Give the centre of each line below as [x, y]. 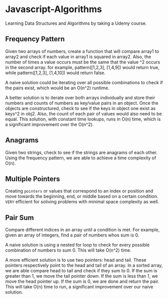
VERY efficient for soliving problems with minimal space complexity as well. [82, 202]
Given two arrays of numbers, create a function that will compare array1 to [82, 51]
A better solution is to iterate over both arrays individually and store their [80, 97]
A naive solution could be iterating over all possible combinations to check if [84, 82]
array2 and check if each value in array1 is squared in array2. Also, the [78, 56]
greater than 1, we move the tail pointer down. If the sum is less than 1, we [82, 276]
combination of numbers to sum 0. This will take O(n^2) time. [68, 250]
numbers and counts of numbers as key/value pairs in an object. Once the [82, 103]
